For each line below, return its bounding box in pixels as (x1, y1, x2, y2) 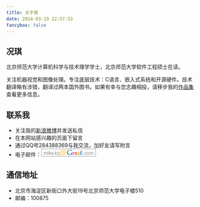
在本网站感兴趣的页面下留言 (14, 134, 83, 141)
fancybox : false (6, 22, 46, 28)
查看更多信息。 (6, 91, 43, 98)
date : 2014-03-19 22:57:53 (6, 15, 73, 22)
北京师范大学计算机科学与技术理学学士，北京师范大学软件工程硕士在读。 (6, 63, 183, 71)
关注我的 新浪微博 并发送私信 (14, 127, 83, 134)
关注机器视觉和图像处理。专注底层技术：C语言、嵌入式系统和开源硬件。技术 (6, 76, 193, 83)
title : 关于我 (6, 10, 39, 15)
